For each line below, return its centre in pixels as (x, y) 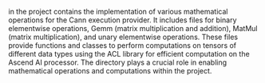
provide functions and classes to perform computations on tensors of (123, 45)
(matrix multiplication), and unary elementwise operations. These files (123, 37)
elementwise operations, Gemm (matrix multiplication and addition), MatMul (133, 28)
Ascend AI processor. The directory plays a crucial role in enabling (118, 62)
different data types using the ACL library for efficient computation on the (129, 54)
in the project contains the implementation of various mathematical (118, 12)
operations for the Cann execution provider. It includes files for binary (123, 20)
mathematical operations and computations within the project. (110, 71)
